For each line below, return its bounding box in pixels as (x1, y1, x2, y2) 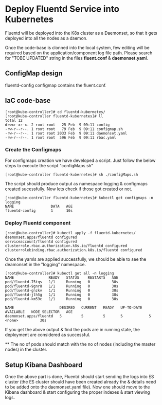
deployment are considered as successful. (5, 332, 90, 338)
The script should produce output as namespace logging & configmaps (5, 180, 148, 186)
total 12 (5, 118, 23, 123)
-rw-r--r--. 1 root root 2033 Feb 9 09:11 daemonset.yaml (5, 131, 127, 135)
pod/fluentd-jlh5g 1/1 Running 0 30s (5, 292, 119, 297)
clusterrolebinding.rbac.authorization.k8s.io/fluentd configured (5, 248, 143, 253)
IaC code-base (5, 96, 51, 105)
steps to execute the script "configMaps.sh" (5, 162, 93, 168)
